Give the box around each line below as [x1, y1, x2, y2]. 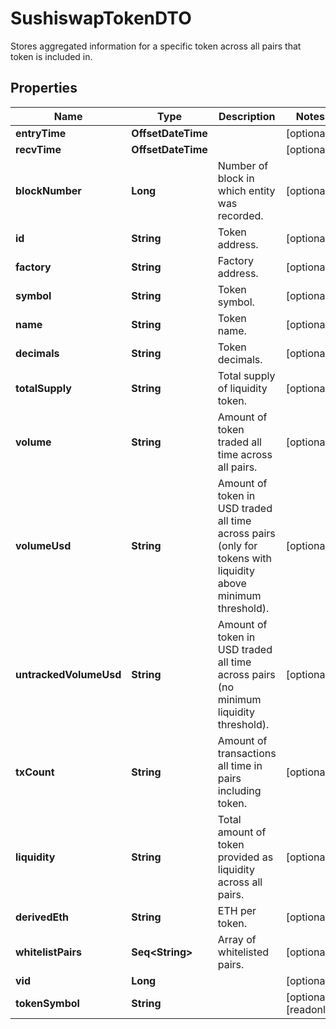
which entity [217, 183, 276, 197]
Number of [217, 158, 269, 172]
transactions [217, 746, 277, 760]
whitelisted [217, 945, 270, 959]
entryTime [15, 126, 67, 140]
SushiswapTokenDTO [10, 7, 192, 30]
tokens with [217, 551, 273, 565]
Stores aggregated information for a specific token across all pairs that [10, 40, 302, 52]
